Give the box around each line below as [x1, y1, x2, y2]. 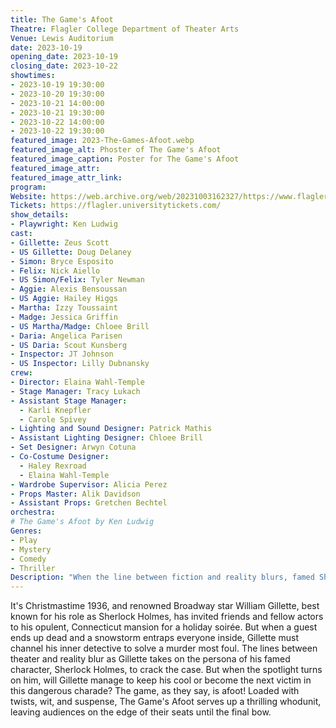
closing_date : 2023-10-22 [10, 61, 118, 71]
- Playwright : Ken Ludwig [10, 219, 118, 230]
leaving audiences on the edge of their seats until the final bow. [10, 706, 272, 718]
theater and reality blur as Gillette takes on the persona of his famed [10, 653, 291, 665]
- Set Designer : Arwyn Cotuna [10, 442, 137, 453]
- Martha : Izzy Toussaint [10, 303, 118, 313]
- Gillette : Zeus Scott [10, 237, 110, 248]
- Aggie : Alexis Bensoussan [10, 284, 128, 295]
